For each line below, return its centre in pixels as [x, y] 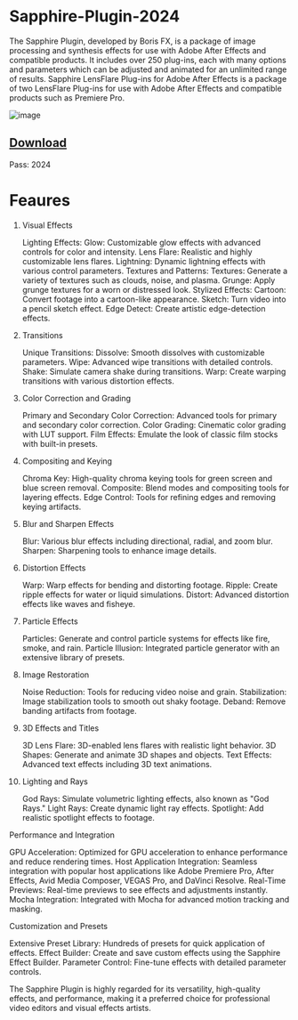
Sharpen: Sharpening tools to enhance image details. [119, 550]
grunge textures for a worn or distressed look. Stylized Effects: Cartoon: [154, 289]
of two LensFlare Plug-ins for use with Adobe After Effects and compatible [145, 88]
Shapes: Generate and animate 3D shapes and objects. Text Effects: [147, 755]
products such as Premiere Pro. [67, 97]
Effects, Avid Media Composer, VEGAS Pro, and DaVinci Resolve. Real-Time [148, 880]
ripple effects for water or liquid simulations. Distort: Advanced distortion [155, 595]
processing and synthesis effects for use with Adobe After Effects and [138, 50]
